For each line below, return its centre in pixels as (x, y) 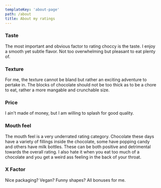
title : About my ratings (30, 18)
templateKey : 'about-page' (32, 9)
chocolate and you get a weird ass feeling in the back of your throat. (73, 157)
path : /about (18, 14)
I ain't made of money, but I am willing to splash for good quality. (70, 113)
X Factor (15, 170)
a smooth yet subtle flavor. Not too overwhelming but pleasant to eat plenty (80, 51)
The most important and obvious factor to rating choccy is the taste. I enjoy (80, 46)
